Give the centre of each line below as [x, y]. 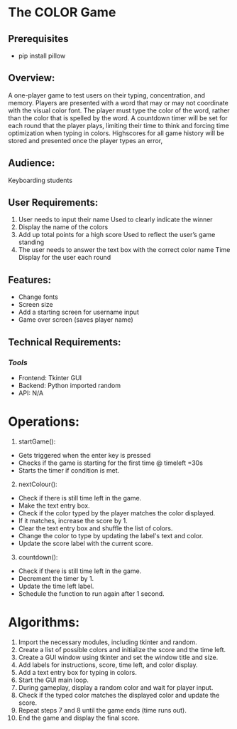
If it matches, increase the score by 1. [73, 520]
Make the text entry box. [54, 505]
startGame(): [37, 441]
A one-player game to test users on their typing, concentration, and [106, 95]
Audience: [32, 163]
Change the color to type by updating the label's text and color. [111, 535]
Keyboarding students [40, 180]
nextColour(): [38, 484]
